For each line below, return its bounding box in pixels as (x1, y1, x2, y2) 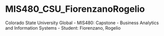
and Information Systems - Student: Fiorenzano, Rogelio (5, 25, 121, 31)
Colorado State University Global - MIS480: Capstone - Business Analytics (5, 20, 159, 26)
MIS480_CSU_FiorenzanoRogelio (5, 3, 145, 15)
